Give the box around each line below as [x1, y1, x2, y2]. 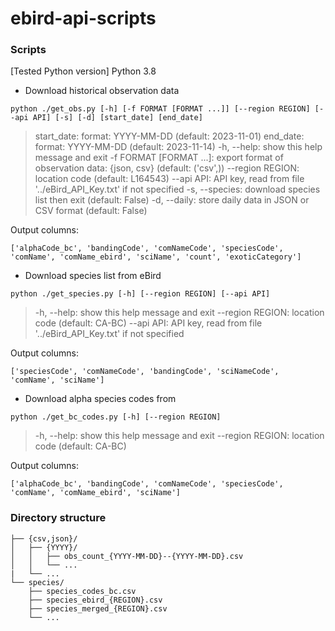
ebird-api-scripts [10, 7, 157, 30]
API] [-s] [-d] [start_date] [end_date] [32, 113, 203, 123]
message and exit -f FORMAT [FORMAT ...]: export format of [34, 152, 284, 164]
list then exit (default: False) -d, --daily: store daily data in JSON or [34, 194, 310, 206]
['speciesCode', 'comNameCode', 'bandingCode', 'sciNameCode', [10, 367, 280, 377]
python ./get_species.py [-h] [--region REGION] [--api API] [10, 289, 271, 299]
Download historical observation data [24, 85, 180, 97]
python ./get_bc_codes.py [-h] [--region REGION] [10, 412, 222, 422]
